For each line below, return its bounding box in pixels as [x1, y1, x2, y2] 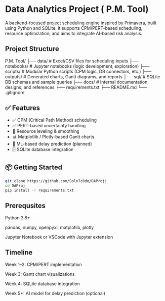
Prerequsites [5, 201, 46, 210]
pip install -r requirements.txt [5, 188, 74, 193]
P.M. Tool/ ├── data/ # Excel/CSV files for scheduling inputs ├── [5, 58, 139, 64]
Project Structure [5, 45, 59, 53]
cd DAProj [5, 183, 26, 189]
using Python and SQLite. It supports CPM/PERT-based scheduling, [5, 25, 143, 31]
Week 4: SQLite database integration [5, 281, 80, 287]
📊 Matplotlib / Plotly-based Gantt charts [12, 134, 95, 140]
